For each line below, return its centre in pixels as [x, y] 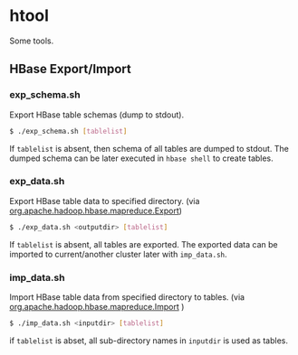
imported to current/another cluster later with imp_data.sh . [118, 254]
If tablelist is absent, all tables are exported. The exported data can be [144, 244]
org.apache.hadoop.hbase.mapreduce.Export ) [96, 210]
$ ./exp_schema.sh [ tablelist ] [68, 131]
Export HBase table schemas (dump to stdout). [96, 115]
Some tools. [32, 41]
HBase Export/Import [70, 69]
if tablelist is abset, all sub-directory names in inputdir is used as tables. [149, 341]
